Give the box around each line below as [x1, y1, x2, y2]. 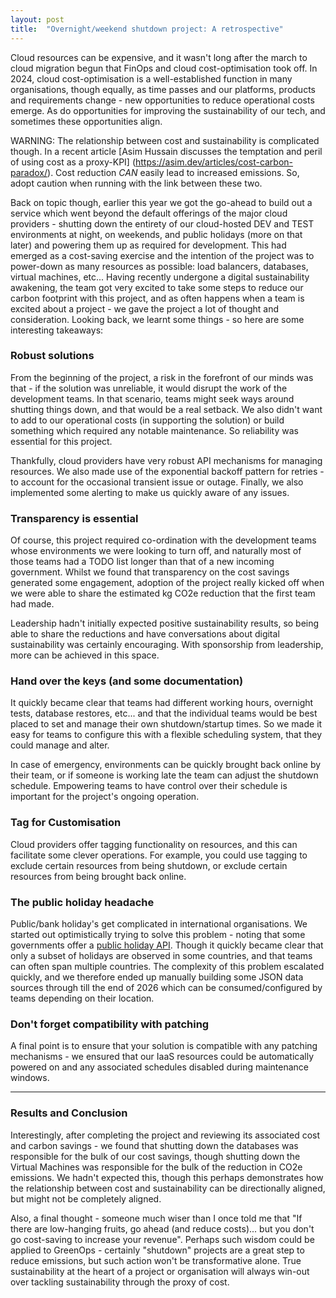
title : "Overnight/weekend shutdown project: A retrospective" [10, 24, 284, 34]
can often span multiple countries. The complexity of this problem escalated [10, 960, 325, 972]
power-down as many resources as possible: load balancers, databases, [10, 260, 309, 272]
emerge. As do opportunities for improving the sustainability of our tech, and [10, 104, 326, 116]
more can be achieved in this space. [10, 649, 160, 661]
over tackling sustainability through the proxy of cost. [10, 1276, 230, 1288]
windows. [10, 1072, 50, 1084]
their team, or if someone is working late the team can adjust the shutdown [10, 769, 319, 781]
